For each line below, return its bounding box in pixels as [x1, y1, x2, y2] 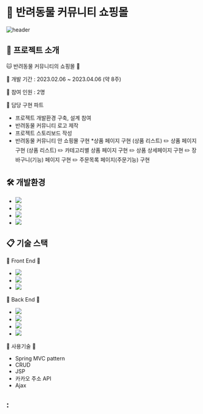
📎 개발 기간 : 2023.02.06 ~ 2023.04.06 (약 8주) [6, 75, 122, 83]
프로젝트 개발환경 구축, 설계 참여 [15, 114, 92, 122]
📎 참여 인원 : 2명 [6, 88, 45, 95]
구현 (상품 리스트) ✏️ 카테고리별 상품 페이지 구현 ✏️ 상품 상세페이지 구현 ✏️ [15, 147, 191, 154]
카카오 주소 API [15, 375, 52, 382]
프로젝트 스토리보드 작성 [15, 129, 73, 137]
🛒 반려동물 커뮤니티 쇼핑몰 [6, 5, 128, 19]
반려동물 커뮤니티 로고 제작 [15, 122, 79, 129]
